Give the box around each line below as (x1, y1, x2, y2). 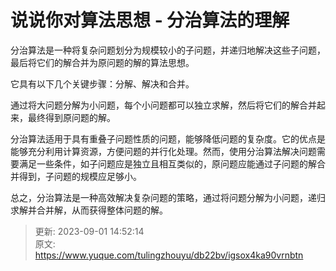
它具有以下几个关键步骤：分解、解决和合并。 (10, 77, 195, 90)
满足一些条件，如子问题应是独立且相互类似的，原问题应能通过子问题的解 (18, 157, 317, 170)
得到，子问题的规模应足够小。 (18, 170, 142, 182)
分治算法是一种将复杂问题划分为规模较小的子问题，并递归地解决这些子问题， (10, 44, 326, 56)
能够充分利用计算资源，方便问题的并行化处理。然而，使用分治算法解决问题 (10, 145, 317, 157)
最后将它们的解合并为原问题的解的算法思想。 (10, 56, 195, 68)
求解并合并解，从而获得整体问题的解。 (10, 204, 168, 216)
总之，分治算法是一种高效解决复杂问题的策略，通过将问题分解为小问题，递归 (10, 191, 326, 203)
